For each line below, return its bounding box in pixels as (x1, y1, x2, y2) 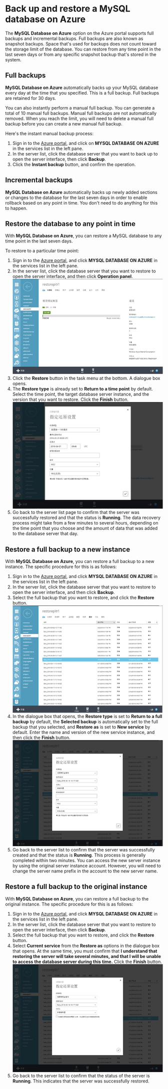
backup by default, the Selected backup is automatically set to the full (12, 718, 158, 725)
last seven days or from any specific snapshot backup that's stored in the (5, 51, 156, 57)
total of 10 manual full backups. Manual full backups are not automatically (5, 110, 156, 116)
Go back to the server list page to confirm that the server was (12, 509, 140, 515)
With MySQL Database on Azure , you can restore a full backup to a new (5, 558, 154, 564)
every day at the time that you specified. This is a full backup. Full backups (5, 89, 159, 95)
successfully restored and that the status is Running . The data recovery (12, 514, 161, 520)
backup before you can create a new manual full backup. (5, 120, 122, 126)
